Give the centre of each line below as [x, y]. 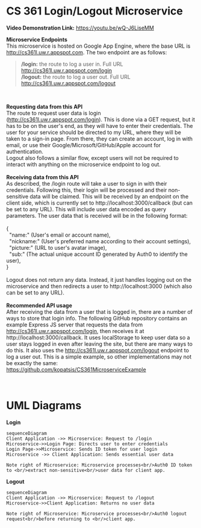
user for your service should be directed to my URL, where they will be [94, 132]
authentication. [25, 151]
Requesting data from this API [45, 106]
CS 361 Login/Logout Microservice [95, 11]
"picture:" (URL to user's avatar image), [58, 247]
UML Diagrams [44, 406]
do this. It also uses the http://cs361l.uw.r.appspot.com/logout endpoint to [98, 350]
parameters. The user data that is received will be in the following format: [97, 215]
